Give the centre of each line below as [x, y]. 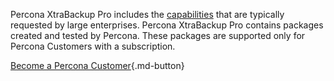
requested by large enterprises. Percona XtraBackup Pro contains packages [167, 25]
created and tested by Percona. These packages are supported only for [158, 35]
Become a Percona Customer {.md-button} [97, 65]
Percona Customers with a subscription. [93, 46]
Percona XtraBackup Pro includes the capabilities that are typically [147, 14]
